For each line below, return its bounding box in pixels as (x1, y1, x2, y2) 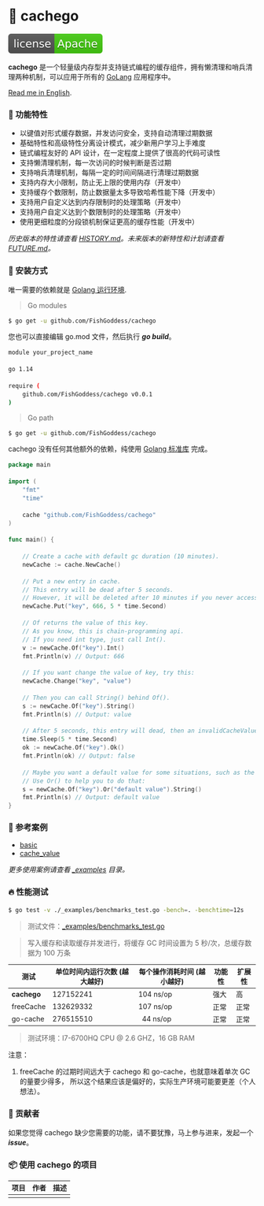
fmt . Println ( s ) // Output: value (22, 710, 132, 718)
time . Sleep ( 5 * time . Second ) (22, 735, 118, 743)
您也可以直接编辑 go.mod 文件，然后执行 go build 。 (8, 332, 176, 341)
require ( (8, 382, 41, 389)
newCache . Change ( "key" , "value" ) (22, 677, 132, 685)
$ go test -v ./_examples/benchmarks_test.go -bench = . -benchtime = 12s (8, 906, 244, 914)
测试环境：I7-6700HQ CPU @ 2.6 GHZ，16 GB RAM (27, 1033, 195, 1043)
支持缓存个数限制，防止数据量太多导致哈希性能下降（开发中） (19, 188, 220, 197)
